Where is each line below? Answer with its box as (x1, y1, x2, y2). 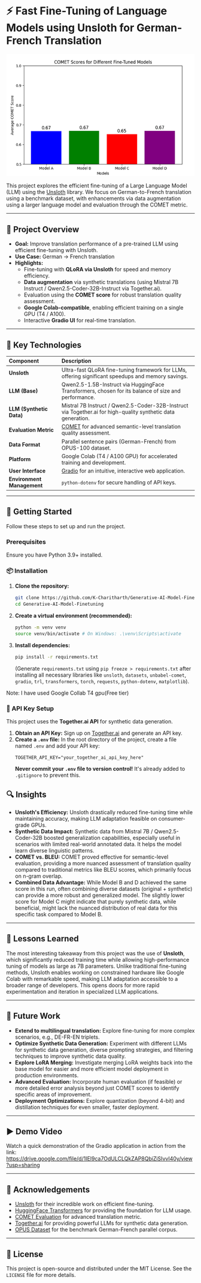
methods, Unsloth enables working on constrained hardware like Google (6, 968, 184, 976)
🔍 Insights (6, 789, 47, 800)
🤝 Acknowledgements (6, 1185, 90, 1195)
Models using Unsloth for (6, 21, 135, 35)
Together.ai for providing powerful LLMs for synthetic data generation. (14, 1219, 188, 1227)
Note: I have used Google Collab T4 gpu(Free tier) (6, 689, 129, 696)
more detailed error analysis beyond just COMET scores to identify (14, 1084, 179, 1091)
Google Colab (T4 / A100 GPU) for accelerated (62, 452, 178, 459)
